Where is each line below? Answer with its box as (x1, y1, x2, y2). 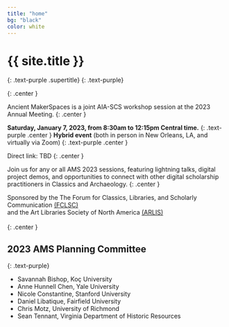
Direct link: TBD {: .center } (7, 152, 85, 160)
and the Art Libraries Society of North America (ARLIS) (7, 208, 164, 217)
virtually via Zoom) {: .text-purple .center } (7, 138, 128, 146)
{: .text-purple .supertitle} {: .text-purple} (7, 76, 124, 84)
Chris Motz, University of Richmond (17, 305, 119, 313)
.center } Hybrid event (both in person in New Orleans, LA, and (27, 131, 208, 140)
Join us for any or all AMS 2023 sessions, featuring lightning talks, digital (7, 165, 217, 174)
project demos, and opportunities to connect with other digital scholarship (7, 173, 219, 181)
